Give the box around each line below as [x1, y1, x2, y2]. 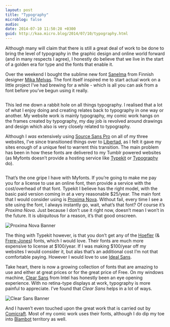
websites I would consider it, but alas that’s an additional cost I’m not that [5, 249, 158, 255]
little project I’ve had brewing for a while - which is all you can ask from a [5, 82, 158, 88]
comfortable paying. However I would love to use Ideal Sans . [5, 254, 132, 260]
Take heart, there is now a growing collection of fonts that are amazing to [5, 264, 158, 270]
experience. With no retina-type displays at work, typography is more [5, 280, 151, 286]
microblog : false [5, 17, 42, 22]
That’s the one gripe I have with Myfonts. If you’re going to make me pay [5, 175, 157, 181]
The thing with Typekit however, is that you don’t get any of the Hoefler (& [5, 232, 160, 238]
